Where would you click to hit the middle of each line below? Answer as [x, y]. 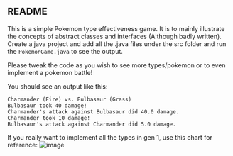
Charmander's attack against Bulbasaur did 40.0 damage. [93, 112]
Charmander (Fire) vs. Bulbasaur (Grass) [70, 99]
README [27, 12]
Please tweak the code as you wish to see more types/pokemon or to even [116, 65]
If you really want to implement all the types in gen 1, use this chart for [110, 137]
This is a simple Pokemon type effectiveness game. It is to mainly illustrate [116, 28]
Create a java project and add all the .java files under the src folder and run [117, 44]
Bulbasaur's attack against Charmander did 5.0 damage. [92, 124]
